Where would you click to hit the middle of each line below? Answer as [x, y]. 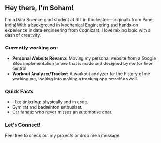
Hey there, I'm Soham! [39, 8]
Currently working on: [32, 48]
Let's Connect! [23, 125]
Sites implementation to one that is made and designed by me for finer [82, 64]
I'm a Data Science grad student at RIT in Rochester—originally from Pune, [80, 19]
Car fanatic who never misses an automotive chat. [62, 112]
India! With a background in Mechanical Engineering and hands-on [72, 25]
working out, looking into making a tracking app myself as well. [75, 79]
